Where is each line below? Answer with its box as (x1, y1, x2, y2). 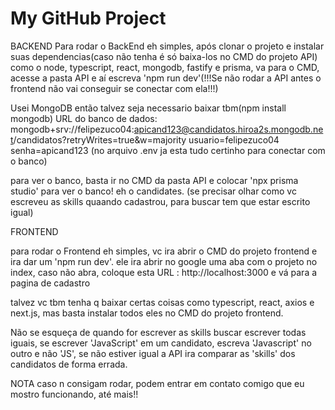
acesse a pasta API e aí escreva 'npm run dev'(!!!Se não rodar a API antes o (10, 72, 322, 84)
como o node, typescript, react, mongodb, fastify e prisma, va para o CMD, (10, 61, 320, 73)
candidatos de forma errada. (10, 358, 128, 370)
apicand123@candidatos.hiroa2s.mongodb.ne (133, 123, 324, 135)
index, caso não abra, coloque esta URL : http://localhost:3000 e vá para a (10, 266, 318, 278)
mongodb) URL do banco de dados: (10, 112, 158, 124)
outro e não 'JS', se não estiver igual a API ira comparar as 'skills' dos (10, 347, 296, 359)
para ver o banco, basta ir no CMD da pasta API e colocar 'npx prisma (10, 174, 299, 186)
